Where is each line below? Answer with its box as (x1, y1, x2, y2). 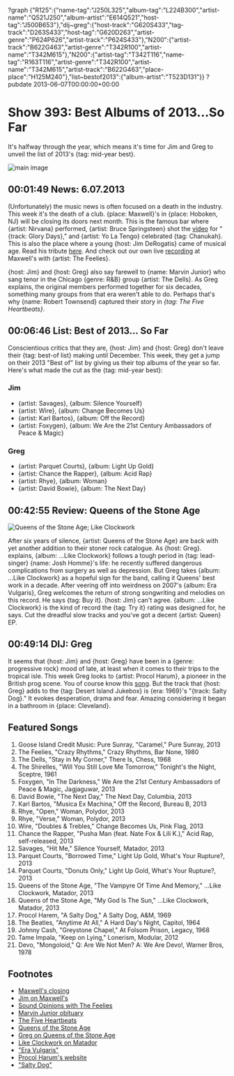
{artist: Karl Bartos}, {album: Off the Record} (17, 413, 146, 422)
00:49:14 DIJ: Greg (8, 638, 93, 650)
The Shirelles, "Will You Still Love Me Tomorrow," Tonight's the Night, (17, 762, 217, 771)
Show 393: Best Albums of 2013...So (8, 105, 225, 121)
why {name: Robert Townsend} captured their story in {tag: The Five (8, 297, 204, 306)
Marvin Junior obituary (17, 1009, 84, 1017)
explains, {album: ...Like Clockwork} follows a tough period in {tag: (8, 551, 199, 559)
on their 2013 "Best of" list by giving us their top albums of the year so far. (8, 358, 221, 367)
